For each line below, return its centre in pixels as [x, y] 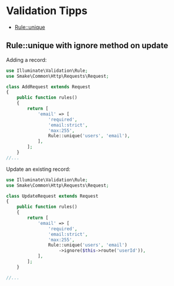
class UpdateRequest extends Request [52, 196]
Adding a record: [26, 59]
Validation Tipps [47, 11]
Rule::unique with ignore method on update [87, 46]
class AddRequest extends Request [48, 87]
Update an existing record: [38, 169]
